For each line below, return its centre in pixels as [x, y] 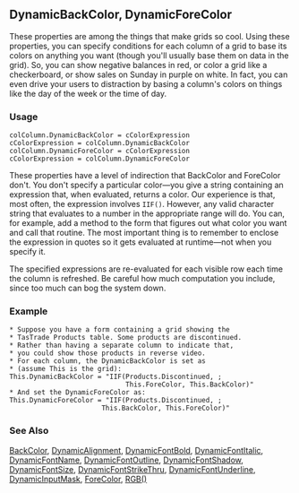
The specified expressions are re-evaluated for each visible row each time [146, 269]
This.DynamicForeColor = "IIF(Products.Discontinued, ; [115, 401]
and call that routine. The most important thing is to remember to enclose [144, 233]
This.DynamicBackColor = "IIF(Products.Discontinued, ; [115, 377]
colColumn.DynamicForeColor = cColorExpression [100, 151]
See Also [29, 431]
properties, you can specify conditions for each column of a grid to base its [148, 46]
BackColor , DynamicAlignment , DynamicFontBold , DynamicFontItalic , [137, 450]
